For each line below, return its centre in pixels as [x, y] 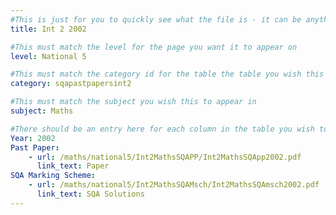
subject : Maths [42, 111]
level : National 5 [48, 56]
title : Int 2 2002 [48, 29]
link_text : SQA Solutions [90, 194]
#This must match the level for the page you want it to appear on [154, 47]
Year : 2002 [33, 138]
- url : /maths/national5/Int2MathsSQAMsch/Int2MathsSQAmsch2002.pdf [174, 185]
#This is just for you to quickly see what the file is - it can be [156, 19]
